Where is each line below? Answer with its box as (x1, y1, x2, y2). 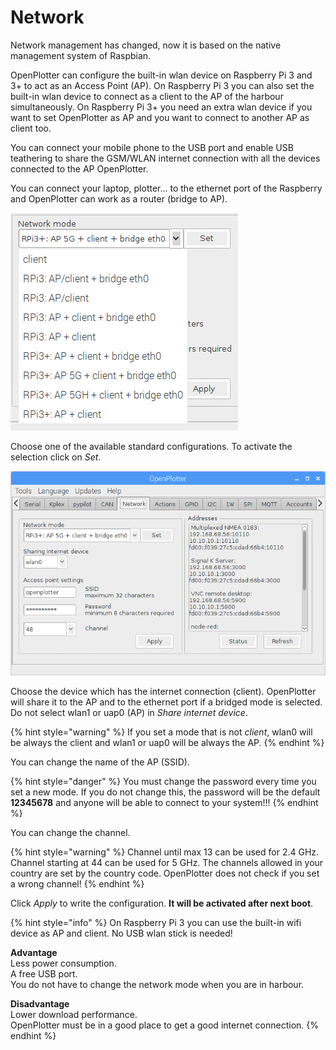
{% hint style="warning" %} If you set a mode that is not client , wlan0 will (10, 726, 313, 738)
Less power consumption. (10, 957, 117, 970)
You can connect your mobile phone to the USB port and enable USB (10, 141, 294, 153)
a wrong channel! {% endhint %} (10, 878, 145, 890)
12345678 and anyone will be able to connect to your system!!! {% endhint (10, 797, 319, 809)
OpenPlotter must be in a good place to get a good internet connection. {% (10, 1019, 320, 1031)
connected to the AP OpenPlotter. (10, 162, 149, 175)
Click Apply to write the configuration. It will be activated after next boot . (10, 897, 314, 910)
